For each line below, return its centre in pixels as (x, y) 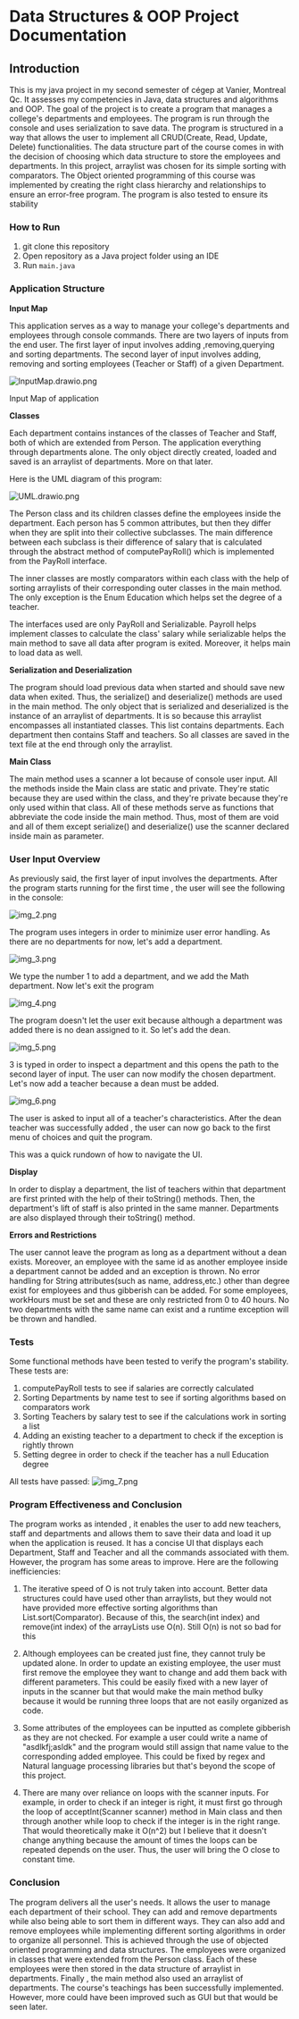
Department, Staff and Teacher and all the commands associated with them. (149, 1552)
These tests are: (39, 1371)
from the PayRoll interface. (58, 561)
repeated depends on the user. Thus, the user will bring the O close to (151, 1850)
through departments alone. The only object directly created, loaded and (143, 452)
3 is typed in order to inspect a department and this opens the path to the (144, 1064)
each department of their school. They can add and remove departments (143, 1912)
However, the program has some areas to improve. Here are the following (144, 1562)
